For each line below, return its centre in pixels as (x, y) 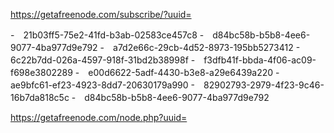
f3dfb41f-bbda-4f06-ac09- (260, 60)
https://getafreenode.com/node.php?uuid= (99, 117)
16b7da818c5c (40, 97)
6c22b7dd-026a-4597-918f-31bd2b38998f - (103, 60)
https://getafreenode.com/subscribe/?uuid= (101, 14)
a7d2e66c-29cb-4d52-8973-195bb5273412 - (207, 47)
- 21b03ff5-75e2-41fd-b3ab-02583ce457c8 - (107, 35)
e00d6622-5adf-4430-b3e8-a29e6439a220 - (184, 72)
